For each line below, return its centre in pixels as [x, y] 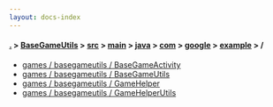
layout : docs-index [45, 17]
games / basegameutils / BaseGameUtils [96, 74]
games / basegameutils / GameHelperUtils [99, 92]
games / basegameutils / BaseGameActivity [101, 64]
